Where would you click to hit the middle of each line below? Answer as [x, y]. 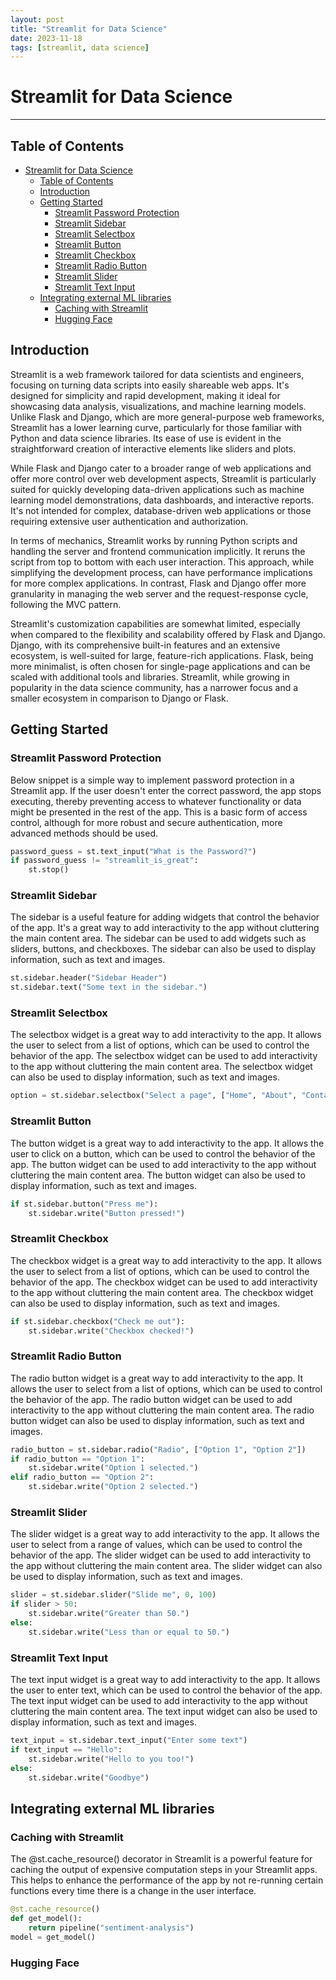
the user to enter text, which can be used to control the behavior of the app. [166, 1690]
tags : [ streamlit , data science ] [80, 47]
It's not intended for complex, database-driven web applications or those [161, 510]
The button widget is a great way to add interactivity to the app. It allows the [167, 1143]
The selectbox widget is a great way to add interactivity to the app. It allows [166, 1035]
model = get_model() [53, 1937]
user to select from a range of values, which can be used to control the [156, 1545]
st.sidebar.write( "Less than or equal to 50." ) [129, 1632]
